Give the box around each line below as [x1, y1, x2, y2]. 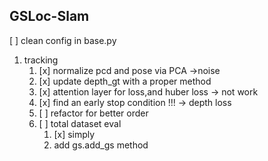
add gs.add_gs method [53, 139, 149, 151]
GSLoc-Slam [9, 8, 90, 25]
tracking [23, 54, 59, 66]
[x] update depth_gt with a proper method [38, 75, 212, 87]
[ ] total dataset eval [38, 117, 122, 129]
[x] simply [53, 128, 96, 140]
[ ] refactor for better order [38, 107, 149, 119]
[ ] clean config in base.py [9, 34, 117, 46]
